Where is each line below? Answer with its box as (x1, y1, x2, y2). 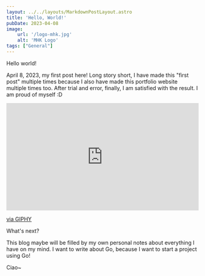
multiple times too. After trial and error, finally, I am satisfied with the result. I (6, 84, 198, 91)
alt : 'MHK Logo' (17, 37, 59, 43)
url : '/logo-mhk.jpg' (17, 32, 72, 38)
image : (6, 26, 23, 32)
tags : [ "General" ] (6, 43, 53, 49)
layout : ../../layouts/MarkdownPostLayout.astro (6, 9, 132, 15)
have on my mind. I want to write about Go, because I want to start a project (6, 246, 197, 253)
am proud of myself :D (6, 91, 63, 98)
